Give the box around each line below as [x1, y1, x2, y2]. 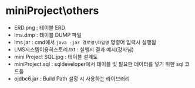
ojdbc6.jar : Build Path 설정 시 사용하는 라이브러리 [14, 75, 130, 82]
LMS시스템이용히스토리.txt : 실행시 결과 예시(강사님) [14, 45, 135, 53]
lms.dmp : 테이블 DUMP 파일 [14, 31, 82, 38]
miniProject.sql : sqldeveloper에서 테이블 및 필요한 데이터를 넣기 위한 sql [14, 60, 184, 68]
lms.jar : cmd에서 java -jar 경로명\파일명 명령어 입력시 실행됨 [14, 38, 156, 45]
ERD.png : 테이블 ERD [14, 24, 66, 31]
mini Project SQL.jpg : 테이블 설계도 [14, 53, 98, 60]
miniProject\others [5, 4, 99, 17]
